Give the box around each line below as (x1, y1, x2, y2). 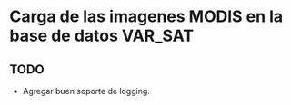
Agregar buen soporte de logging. (22, 86, 150, 96)
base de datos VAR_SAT (9, 25, 194, 46)
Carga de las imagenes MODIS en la (9, 6, 284, 27)
